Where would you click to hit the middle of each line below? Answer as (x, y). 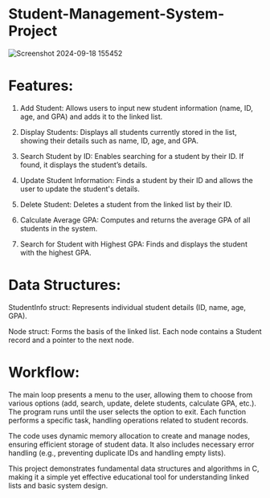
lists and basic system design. (58, 485)
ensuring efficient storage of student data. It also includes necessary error (131, 444)
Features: (41, 86)
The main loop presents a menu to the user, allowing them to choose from (131, 394)
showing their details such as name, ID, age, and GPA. (109, 141)
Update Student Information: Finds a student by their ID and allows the (136, 180)
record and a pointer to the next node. (71, 340)
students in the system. (59, 228)
